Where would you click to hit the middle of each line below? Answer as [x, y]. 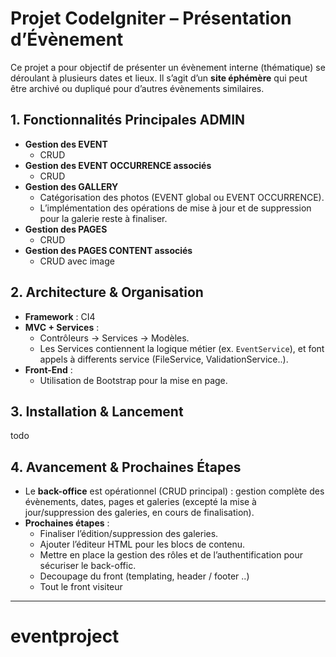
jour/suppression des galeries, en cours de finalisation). [139, 513]
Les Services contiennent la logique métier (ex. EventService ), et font [182, 348]
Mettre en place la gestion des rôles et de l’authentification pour [171, 555]
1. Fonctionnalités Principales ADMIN [128, 120]
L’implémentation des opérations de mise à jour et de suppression [175, 208]
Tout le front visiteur [81, 587]
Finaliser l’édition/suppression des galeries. [129, 534]
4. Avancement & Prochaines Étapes [126, 467]
